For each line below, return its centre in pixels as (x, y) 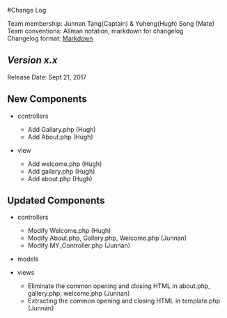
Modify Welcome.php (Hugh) (69, 231)
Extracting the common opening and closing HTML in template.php (124, 301)
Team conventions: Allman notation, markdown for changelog (95, 31)
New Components (47, 99)
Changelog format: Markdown (50, 38)
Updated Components (56, 200)
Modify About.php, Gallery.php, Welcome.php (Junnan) (107, 238)
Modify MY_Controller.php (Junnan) (79, 245)
